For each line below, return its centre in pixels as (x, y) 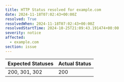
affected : (15, 38)
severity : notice (23, 33)
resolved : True (21, 19)
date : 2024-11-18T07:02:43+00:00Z (41, 14)
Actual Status (74, 64)
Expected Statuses (31, 64)
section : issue (21, 47)
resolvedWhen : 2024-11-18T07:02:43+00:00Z (50, 24)
